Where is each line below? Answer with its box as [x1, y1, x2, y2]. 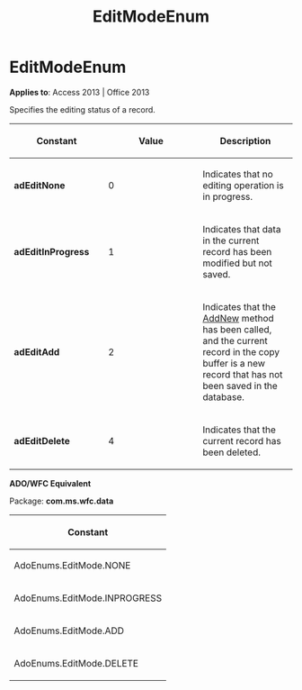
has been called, [202, 322, 272, 335]
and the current [202, 334, 268, 347]
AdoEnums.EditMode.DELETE [13, 657, 139, 669]
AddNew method [202, 312, 274, 324]
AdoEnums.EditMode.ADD [13, 624, 124, 637]
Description [219, 134, 271, 147]
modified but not [202, 257, 272, 269]
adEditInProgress [13, 245, 90, 258]
